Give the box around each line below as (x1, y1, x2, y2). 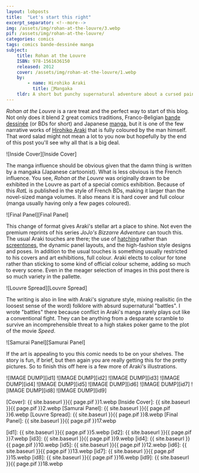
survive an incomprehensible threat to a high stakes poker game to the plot (6, 321, 190, 328)
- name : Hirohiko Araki (27, 81, 86, 86)
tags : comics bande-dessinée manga (6, 42, 94, 48)
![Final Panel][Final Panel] (6, 211, 69, 218)
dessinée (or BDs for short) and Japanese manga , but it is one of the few (6, 120, 184, 127)
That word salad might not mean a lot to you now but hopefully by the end (6, 133, 187, 140)
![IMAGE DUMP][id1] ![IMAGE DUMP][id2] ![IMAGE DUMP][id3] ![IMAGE (6, 374, 180, 381)
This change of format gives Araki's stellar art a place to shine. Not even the (6, 223, 192, 230)
